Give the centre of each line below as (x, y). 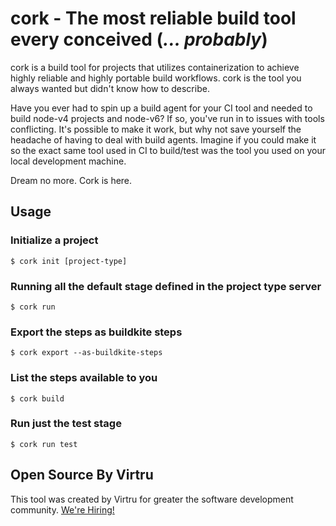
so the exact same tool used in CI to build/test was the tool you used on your (168, 150)
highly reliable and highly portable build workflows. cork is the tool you (156, 78)
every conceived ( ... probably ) (139, 39)
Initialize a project (54, 240)
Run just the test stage (66, 424)
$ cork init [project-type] (69, 261)
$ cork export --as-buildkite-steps (86, 353)
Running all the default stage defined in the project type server (166, 286)
